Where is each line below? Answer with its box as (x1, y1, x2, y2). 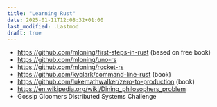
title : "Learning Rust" (7, 10, 76, 17)
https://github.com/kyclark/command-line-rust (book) (17, 70, 171, 79)
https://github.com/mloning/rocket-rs (17, 63, 124, 71)
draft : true (7, 29, 42, 37)
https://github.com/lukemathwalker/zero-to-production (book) (17, 77, 196, 86)
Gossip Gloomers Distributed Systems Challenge (17, 93, 157, 101)
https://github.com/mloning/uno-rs (17, 56, 117, 64)
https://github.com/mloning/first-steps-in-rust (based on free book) (17, 48, 211, 57)
